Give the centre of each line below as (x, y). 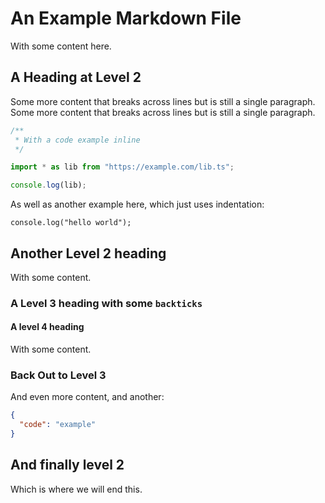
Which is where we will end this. (76, 489)
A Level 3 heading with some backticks (106, 303)
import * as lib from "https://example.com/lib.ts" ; (122, 167)
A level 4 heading (47, 327)
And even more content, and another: (87, 397)
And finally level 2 (67, 465)
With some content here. (61, 46)
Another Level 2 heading (88, 253)
